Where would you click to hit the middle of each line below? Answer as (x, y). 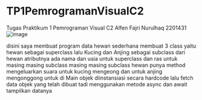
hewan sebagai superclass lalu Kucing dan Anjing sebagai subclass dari (96, 52)
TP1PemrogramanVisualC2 (75, 11)
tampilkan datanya (29, 90)
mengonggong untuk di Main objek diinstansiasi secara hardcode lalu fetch (100, 78)
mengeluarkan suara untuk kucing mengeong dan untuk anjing (84, 71)
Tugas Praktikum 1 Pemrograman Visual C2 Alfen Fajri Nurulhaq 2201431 (96, 28)
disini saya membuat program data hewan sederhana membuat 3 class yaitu (101, 46)
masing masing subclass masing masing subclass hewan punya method (96, 65)
